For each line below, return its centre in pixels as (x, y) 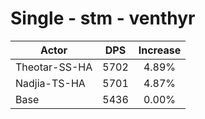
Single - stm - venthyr (103, 18)
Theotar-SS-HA (54, 67)
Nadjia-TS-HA (50, 83)
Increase (160, 50)
